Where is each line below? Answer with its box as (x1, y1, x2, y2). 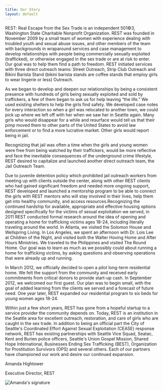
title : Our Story (5, 7, 40, 12)
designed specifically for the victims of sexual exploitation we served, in (5, 208, 150, 214)
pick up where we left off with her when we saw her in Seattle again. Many (5, 112, 155, 118)
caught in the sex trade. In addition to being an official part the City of (5, 320, 145, 326)
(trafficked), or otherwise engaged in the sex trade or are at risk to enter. (5, 56, 150, 62)
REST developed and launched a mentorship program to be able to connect (5, 188, 156, 194)
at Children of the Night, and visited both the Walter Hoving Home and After (5, 234, 157, 240)
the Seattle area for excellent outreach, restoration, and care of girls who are (5, 315, 159, 321)
